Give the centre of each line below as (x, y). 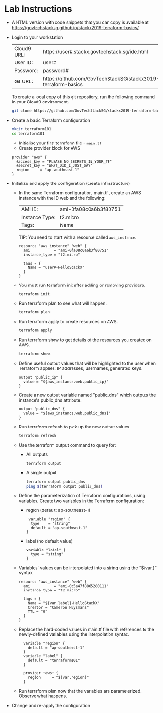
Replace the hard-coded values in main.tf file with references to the (86, 629)
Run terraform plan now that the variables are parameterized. (80, 691)
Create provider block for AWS (50, 148)
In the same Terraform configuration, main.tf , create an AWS (80, 193)
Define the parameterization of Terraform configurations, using (82, 495)
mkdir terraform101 (31, 129)
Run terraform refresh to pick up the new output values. (75, 427)
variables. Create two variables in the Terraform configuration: (81, 501)
